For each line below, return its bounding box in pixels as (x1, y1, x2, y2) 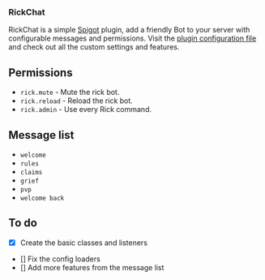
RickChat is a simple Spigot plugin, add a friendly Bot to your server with (8, 25, 250, 35)
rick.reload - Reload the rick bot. (19, 96, 134, 106)
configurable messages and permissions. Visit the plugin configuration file (8, 33, 257, 43)
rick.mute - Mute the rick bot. (19, 88, 120, 97)
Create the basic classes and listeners (19, 238, 148, 248)
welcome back (19, 194, 65, 202)
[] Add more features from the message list (19, 262, 165, 272)
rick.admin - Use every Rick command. (19, 105, 152, 114)
